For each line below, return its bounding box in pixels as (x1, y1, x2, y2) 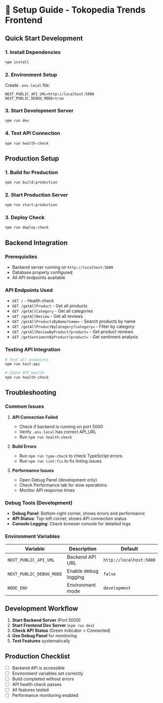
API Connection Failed (12, 414, 58, 420)
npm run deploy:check (5, 225, 49, 230)
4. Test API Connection (5, 130, 61, 137)
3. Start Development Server (5, 107, 74, 114)
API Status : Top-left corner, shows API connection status (12, 516, 127, 521)
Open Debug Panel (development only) (19, 477, 98, 482)
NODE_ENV (7, 585, 28, 591)
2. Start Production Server (5, 191, 68, 198)
